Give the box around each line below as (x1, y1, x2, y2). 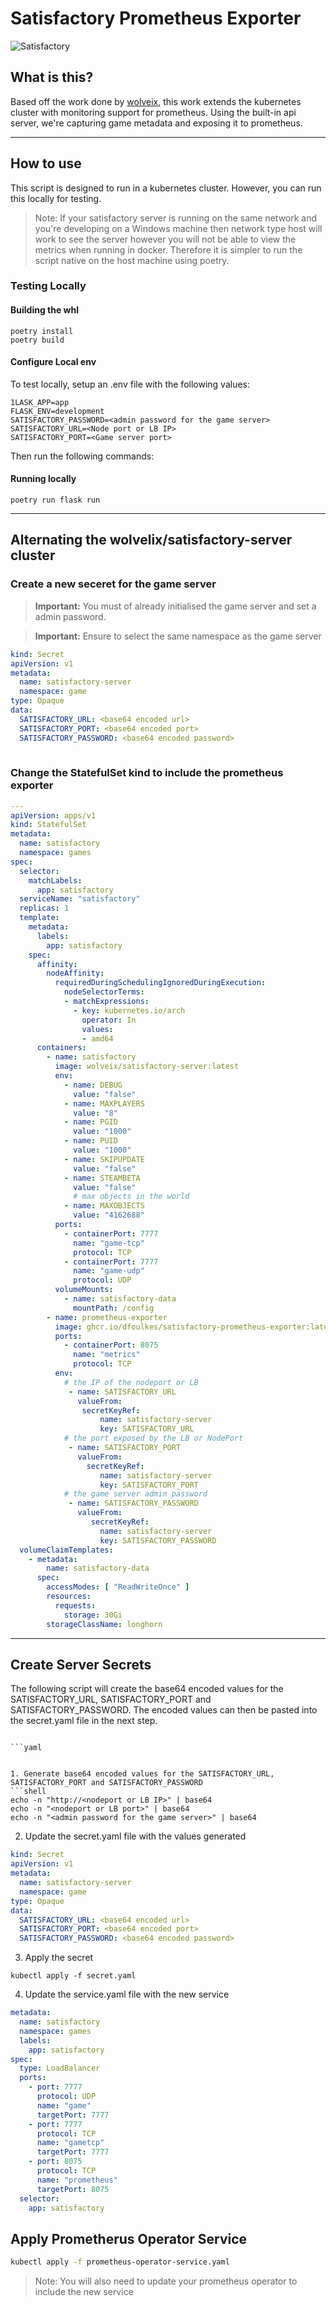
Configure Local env (10, 356, 97, 368)
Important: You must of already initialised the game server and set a (34, 600, 317, 612)
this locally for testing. (10, 192, 102, 204)
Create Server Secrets (10, 1656, 152, 1673)
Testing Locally (10, 279, 87, 293)
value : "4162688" (73, 1210, 145, 1221)
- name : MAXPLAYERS (63, 1098, 145, 1109)
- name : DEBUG (63, 1080, 123, 1090)
